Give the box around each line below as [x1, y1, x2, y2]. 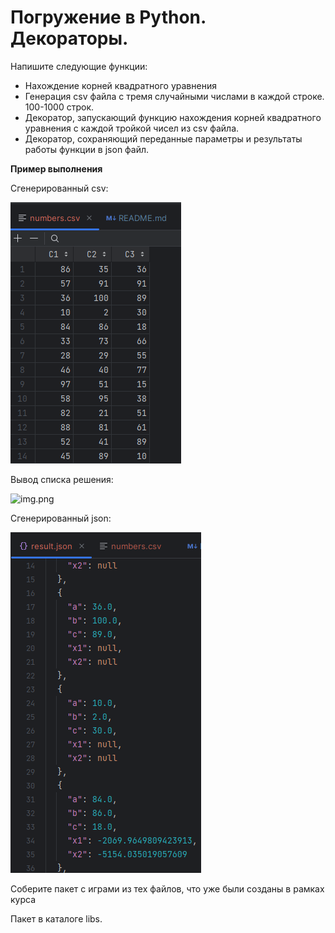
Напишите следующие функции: [10, 60, 148, 72]
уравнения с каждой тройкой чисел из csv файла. [24, 122, 240, 134]
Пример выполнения [10, 162, 103, 175]
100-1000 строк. [24, 101, 95, 113]
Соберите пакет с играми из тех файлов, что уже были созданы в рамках [10, 882, 325, 895]
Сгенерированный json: [10, 512, 112, 524]
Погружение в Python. [10, 6, 207, 29]
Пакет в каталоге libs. [10, 912, 103, 925]
